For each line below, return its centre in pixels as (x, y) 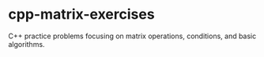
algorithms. (26, 44)
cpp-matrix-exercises (82, 14)
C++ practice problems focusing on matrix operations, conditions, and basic (132, 36)
